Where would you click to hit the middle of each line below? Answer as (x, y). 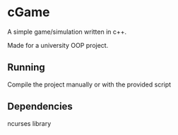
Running (26, 67)
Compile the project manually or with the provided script (89, 84)
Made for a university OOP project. (58, 45)
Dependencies (40, 107)
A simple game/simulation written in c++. (67, 32)
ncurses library (29, 123)
